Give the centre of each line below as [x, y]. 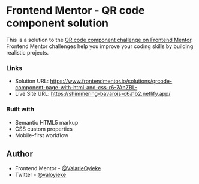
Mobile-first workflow [42, 135]
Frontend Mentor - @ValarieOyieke [58, 168]
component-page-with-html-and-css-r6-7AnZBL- [76, 88]
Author [19, 154]
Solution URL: [32, 81]
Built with [20, 110]
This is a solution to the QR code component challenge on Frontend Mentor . [99, 40]
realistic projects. [28, 52]
